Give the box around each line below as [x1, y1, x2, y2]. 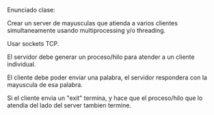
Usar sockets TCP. [7, 40, 59, 47]
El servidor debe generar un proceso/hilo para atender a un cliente [7, 53, 195, 61]
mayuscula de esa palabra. [7, 81, 83, 88]
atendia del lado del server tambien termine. [7, 101, 132, 109]
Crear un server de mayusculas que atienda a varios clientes [7, 19, 178, 27]
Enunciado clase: [7, 6, 56, 14]
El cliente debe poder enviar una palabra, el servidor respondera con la [7, 73, 207, 81]
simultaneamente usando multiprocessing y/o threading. [7, 27, 166, 34]
